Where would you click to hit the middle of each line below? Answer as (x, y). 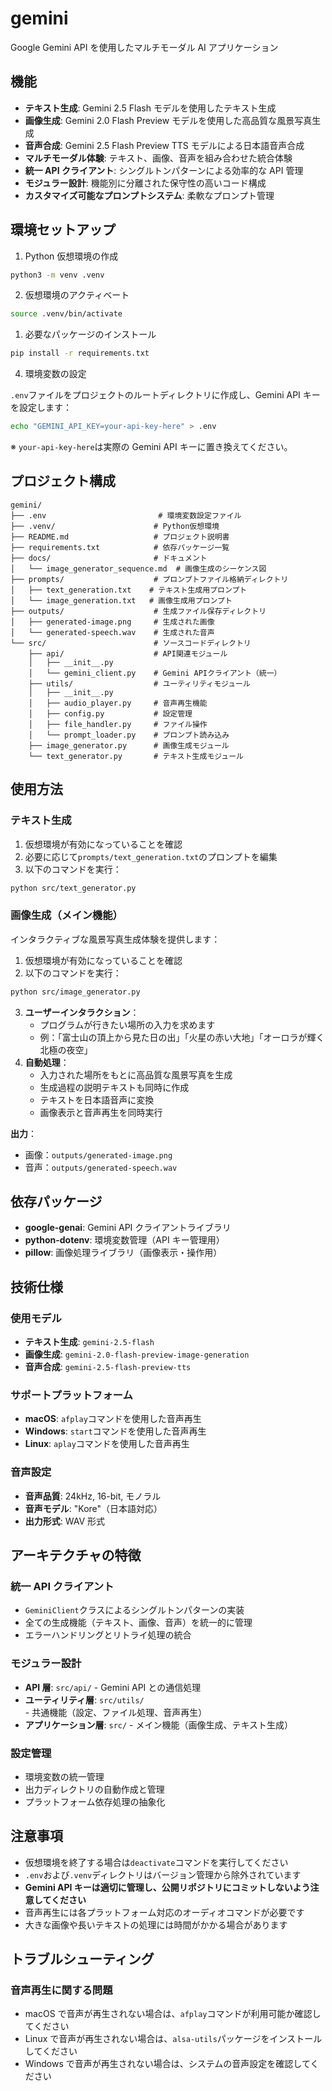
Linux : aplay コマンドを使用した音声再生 (107, 1444)
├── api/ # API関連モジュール (128, 653)
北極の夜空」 (66, 1049)
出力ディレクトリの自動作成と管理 (94, 1789)
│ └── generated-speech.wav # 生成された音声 (112, 632)
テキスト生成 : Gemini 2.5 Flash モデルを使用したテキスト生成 (150, 108)
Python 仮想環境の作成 (71, 256)
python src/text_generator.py (73, 888)
